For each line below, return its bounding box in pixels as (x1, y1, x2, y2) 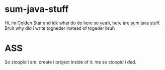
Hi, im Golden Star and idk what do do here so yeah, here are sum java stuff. (4, 20, 161, 26)
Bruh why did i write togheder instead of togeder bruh (4, 25, 115, 31)
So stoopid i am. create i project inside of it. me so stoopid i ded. (4, 59, 137, 65)
